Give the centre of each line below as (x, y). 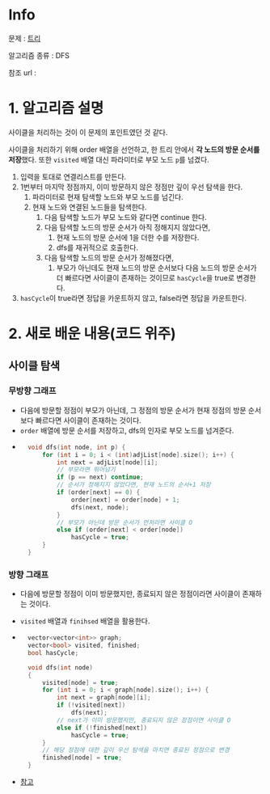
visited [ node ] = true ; (80, 682)
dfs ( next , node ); (100, 507)
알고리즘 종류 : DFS (39, 55)
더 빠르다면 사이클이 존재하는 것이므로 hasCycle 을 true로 (146, 277)
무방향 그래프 (32, 391)
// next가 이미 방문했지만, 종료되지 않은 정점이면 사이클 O (143, 720)
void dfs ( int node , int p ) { (77, 447)
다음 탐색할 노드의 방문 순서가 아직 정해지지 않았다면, (127, 227)
